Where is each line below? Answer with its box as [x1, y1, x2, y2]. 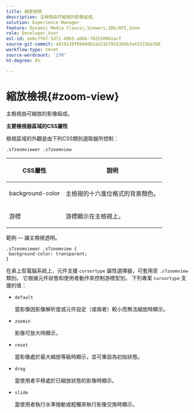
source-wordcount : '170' [6, 52, 67, 58]
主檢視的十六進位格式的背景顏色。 [65, 190, 160, 198]
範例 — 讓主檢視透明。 [6, 234, 60, 241]
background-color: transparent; [8, 251, 88, 257]
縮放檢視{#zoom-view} [6, 90, 120, 103]
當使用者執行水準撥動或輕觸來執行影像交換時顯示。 [14, 401, 138, 408]
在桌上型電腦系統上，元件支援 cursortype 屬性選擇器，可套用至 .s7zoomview [6, 267, 189, 274]
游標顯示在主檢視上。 [65, 212, 124, 220]
